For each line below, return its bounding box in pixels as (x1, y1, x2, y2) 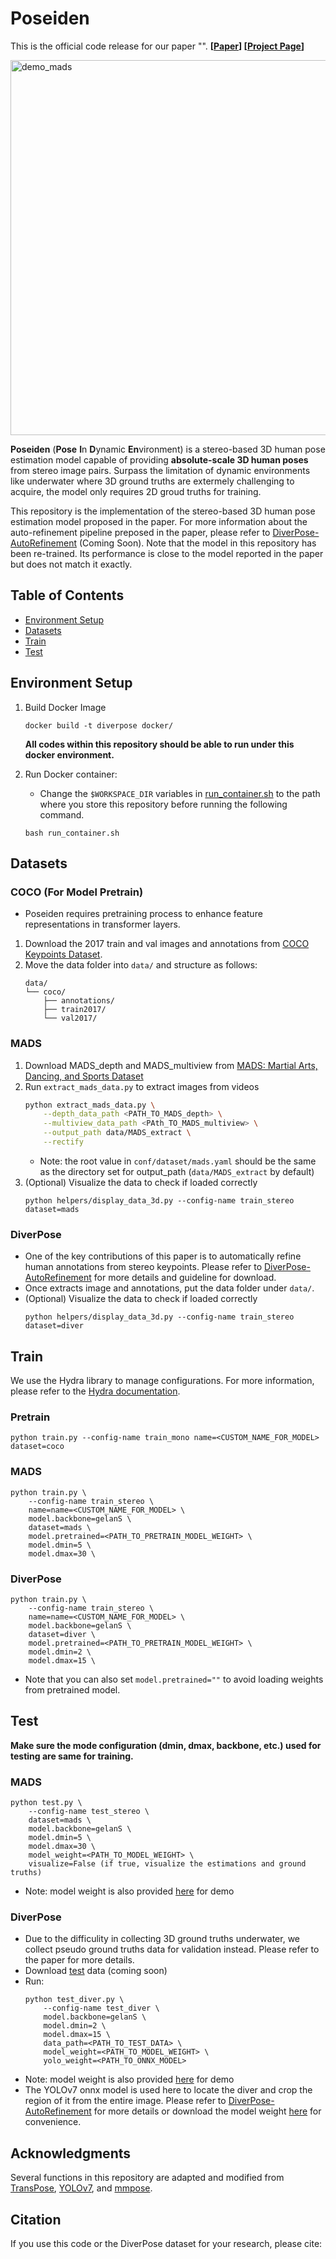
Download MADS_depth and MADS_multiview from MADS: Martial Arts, (24, 1059, 318, 1071)
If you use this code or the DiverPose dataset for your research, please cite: (10, 2237, 323, 2249)
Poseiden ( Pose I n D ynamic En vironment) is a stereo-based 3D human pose (10, 443, 326, 455)
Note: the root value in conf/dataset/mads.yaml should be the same (39, 1155, 317, 1167)
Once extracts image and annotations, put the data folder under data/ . (24, 1282, 315, 1294)
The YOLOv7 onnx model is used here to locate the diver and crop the (24, 2084, 313, 2096)
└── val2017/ (43, 1013, 98, 1024)
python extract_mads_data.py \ (24, 1100, 156, 1110)
